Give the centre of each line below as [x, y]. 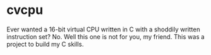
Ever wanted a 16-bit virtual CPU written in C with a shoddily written [103, 29]
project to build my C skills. [45, 44]
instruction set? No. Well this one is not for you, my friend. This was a [106, 36]
